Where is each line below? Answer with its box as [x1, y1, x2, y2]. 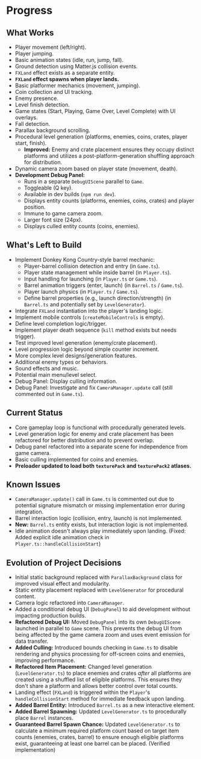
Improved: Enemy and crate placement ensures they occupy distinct [23, 146, 194, 153]
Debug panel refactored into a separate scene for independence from [14, 443, 188, 450]
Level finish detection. [14, 101, 70, 108]
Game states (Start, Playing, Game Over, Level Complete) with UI [14, 108, 176, 114]
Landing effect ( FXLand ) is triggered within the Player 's [14, 689, 150, 696]
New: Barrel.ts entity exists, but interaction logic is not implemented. [14, 521, 188, 528]
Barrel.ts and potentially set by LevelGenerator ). [23, 300, 146, 308]
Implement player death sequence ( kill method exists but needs [14, 326, 177, 333]
